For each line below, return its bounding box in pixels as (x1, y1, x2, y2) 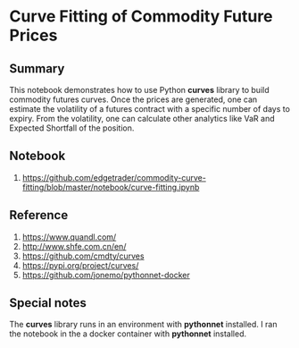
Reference (9, 208, 69, 223)
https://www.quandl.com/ (21, 231, 117, 242)
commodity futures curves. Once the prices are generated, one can (9, 94, 258, 105)
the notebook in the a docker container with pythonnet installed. (9, 328, 247, 339)
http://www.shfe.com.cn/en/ (21, 241, 127, 251)
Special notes (9, 295, 87, 310)
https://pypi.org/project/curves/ (21, 259, 139, 270)
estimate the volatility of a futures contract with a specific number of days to (9, 104, 290, 114)
